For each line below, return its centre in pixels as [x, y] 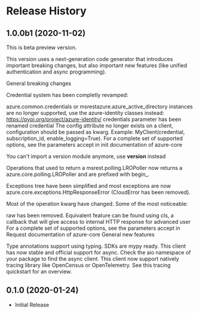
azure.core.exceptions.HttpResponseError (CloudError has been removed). [98, 192]
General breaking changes [39, 83]
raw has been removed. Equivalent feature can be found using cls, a [90, 215]
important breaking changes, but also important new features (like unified [97, 65]
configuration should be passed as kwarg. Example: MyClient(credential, [96, 132]
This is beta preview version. [42, 47]
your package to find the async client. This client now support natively [93, 259]
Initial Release [32, 305]
